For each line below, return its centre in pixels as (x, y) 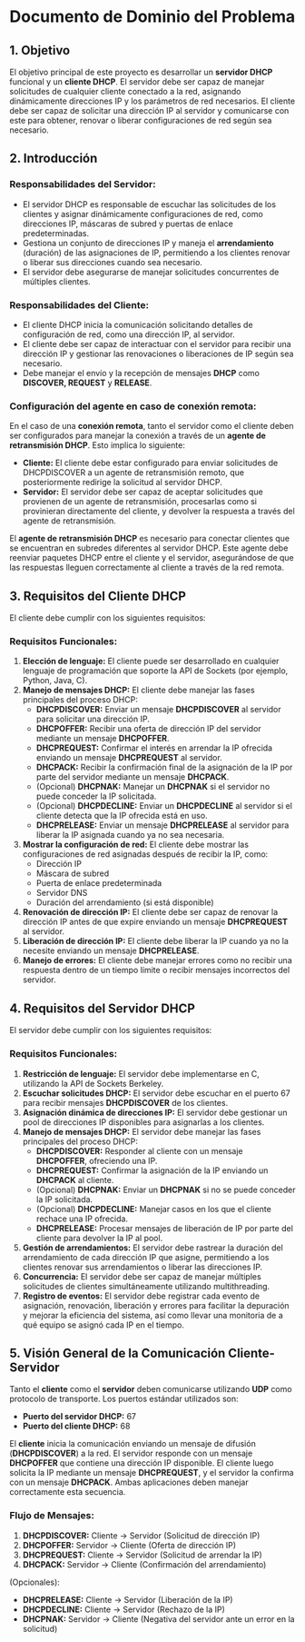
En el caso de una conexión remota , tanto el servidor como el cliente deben (152, 426)
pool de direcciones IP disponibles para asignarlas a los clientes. (143, 1122)
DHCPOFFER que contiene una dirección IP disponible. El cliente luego (142, 1463)
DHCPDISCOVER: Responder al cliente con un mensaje (139, 1150)
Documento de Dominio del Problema (152, 17)
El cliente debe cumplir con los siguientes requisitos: (108, 618)
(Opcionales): (35, 1582)
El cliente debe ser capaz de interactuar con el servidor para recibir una (157, 343)
